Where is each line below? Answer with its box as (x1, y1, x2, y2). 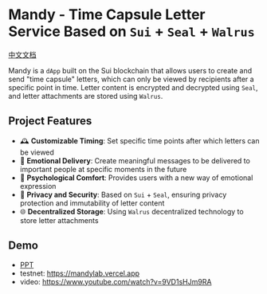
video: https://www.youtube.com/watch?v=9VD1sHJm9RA (19, 276, 212, 286)
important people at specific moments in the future (19, 164, 187, 174)
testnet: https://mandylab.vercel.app (19, 269, 140, 278)
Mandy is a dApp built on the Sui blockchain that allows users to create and (8, 65, 253, 75)
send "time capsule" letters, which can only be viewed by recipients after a (8, 74, 254, 84)
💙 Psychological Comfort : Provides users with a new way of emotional (19, 173, 253, 182)
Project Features (8, 114, 92, 128)
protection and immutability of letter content (19, 198, 165, 208)
